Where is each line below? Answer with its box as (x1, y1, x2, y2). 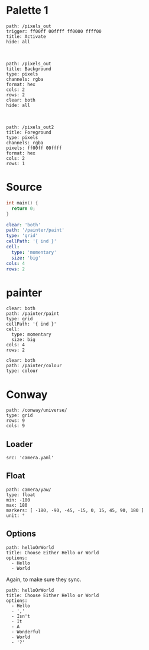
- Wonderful (11, 629, 41, 635)
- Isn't (11, 613, 31, 619)
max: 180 (6, 502, 28, 508)
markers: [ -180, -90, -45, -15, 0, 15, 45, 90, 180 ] (6, 507, 144, 513)
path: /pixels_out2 (6, 124, 54, 130)
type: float (6, 491, 35, 498)
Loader (6, 439, 33, 449)
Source (6, 181, 43, 194)
